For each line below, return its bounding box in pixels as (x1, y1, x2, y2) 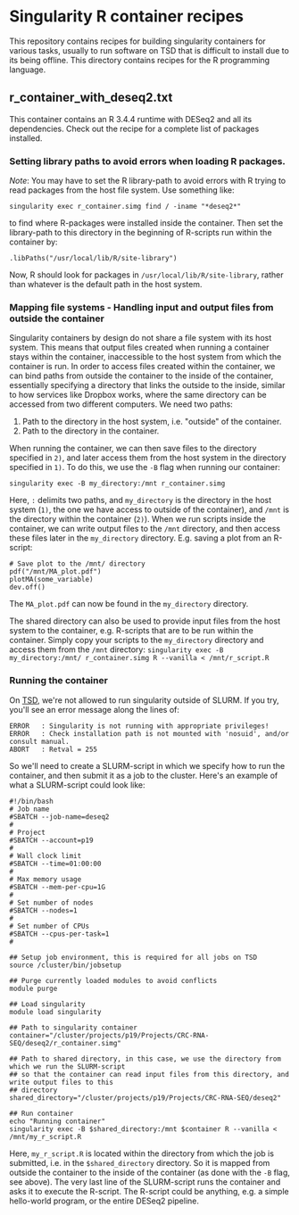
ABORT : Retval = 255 (9, 745, 98, 754)
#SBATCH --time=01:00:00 (9, 859, 102, 868)
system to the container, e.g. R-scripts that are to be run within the (9, 625, 254, 636)
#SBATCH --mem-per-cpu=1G (9, 882, 105, 891)
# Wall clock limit (9, 851, 82, 860)
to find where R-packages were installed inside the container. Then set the (9, 218, 284, 228)
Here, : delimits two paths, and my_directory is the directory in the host (9, 495, 272, 506)
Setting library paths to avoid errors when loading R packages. (9, 154, 286, 167)
